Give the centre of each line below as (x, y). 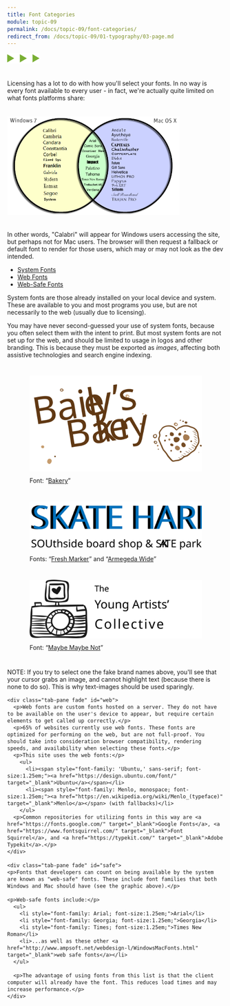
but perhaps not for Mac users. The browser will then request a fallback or (113, 242)
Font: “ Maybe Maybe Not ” (66, 648)
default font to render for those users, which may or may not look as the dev (115, 249)
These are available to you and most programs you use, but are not (102, 305)
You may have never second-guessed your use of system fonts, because (111, 325)
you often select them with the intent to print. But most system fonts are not (114, 333)
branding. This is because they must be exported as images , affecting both (114, 347)
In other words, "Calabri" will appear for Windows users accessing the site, (114, 234)
